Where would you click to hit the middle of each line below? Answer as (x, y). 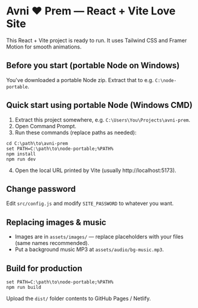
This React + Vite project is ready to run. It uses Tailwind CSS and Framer (97, 40)
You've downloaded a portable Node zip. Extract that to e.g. (80, 80)
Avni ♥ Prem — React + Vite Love (91, 11)
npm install (21, 154)
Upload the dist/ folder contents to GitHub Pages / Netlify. (79, 298)
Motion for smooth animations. (44, 47)
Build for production (44, 268)
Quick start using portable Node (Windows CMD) (99, 105)
